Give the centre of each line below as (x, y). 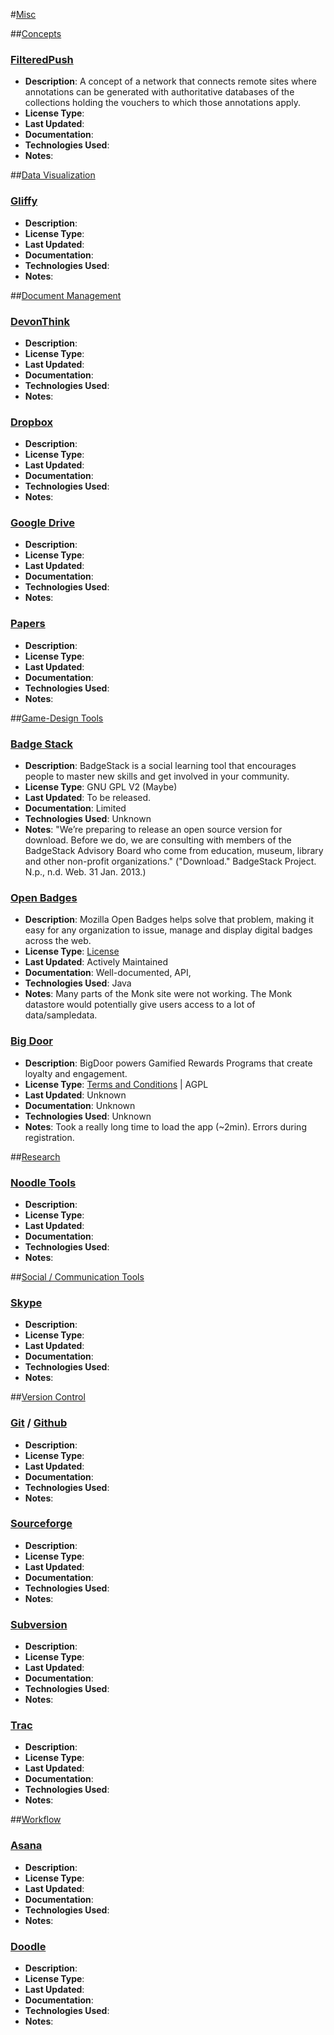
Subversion (39, 1624)
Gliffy (24, 201)
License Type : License (72, 951)
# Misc (23, 14)
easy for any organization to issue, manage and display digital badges (168, 930)
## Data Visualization (53, 175)
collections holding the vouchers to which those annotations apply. (163, 103)
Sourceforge (41, 1524)
